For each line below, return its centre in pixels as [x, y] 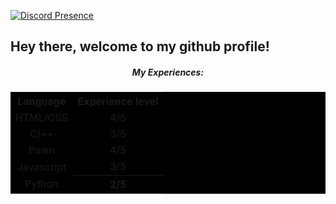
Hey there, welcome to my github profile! [140, 46]
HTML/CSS [41, 118]
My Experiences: [168, 72]
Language [42, 102]
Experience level [118, 102]
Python [41, 184]
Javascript [41, 167]
